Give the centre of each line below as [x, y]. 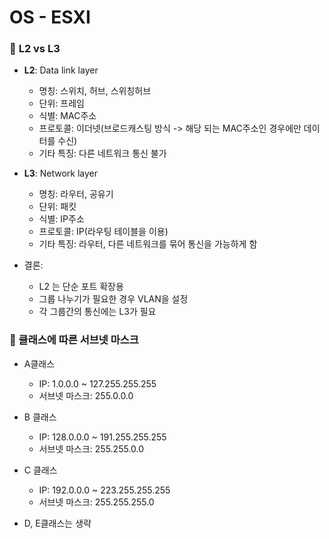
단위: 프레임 [61, 103]
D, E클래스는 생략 [57, 523]
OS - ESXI [50, 17]
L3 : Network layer [60, 173]
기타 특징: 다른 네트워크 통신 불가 [102, 153]
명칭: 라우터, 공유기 [76, 194]
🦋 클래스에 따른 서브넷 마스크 [74, 340]
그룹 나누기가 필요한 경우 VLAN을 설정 [113, 299]
